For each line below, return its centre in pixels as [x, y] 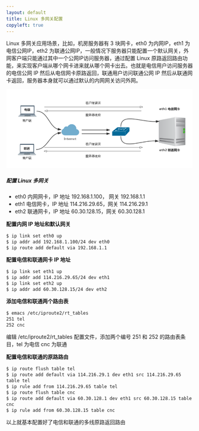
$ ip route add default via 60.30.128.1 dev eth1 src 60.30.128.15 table [99, 398]
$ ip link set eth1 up [34, 271]
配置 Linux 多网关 [27, 180]
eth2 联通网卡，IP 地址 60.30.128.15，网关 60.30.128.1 [80, 211]
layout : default [26, 12]
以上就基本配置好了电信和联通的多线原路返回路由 [66, 422]
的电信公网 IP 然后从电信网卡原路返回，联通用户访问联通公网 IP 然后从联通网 [99, 73]
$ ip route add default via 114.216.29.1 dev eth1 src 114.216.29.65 [94, 375]
